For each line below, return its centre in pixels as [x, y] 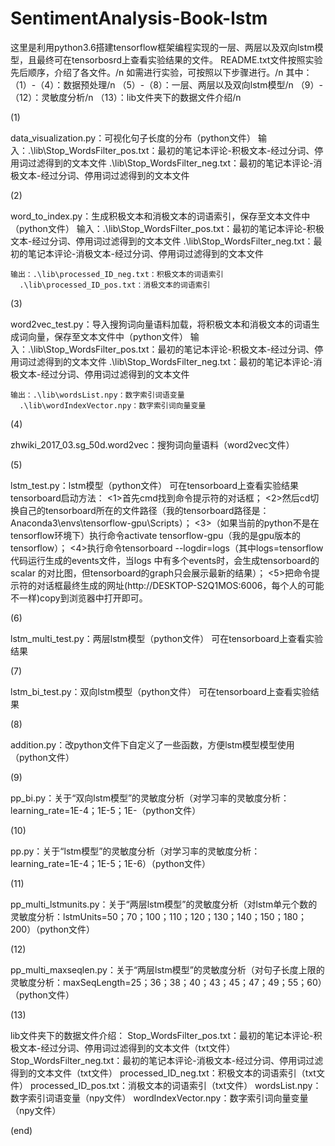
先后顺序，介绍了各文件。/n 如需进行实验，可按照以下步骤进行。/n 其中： [161, 72]
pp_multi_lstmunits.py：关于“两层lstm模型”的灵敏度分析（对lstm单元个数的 [164, 904]
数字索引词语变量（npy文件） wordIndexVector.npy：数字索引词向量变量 [159, 1098]
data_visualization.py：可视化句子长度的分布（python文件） [133, 138]
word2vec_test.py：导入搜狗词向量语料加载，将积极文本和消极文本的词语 [161, 324]
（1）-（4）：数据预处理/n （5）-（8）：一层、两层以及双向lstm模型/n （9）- [166, 84]
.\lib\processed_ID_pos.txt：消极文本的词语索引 [115, 285]
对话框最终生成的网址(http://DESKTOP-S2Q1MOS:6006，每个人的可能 [180, 585]
